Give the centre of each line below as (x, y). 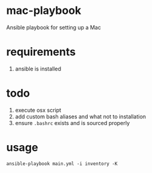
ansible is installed (38, 69)
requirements (41, 52)
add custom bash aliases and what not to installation (81, 117)
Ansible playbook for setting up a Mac (54, 27)
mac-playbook (44, 11)
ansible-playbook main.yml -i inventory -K (62, 164)
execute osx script (38, 110)
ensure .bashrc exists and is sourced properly (72, 123)
